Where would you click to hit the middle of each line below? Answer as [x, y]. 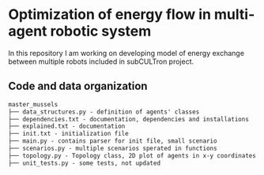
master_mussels [33, 104]
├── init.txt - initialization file [68, 134]
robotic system [101, 31]
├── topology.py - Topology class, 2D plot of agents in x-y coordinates [132, 155]
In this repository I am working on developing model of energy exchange [126, 53]
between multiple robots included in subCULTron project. [101, 61]
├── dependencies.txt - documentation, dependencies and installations [128, 119]
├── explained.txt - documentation [67, 127]
